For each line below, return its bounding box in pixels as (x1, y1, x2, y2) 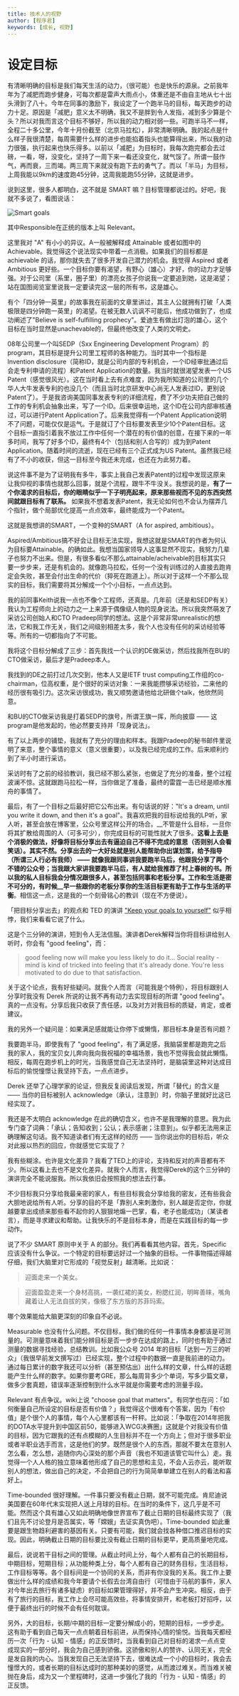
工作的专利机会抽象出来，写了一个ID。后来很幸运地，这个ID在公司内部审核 (7, 402, 225, 410)
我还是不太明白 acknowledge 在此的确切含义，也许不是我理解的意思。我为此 (7, 1115, 231, 1123)
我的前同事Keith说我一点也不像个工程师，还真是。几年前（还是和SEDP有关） (7, 595, 232, 605)
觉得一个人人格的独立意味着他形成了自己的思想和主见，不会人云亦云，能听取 (7, 1458, 232, 1466)
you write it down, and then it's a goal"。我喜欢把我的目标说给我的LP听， (7, 811, 222, 820)
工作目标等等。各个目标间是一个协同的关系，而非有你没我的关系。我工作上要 (7, 1568, 232, 1576)
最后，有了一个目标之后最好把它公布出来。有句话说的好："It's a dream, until (7, 802, 230, 811)
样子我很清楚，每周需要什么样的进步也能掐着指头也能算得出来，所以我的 (13, 134, 225, 143)
